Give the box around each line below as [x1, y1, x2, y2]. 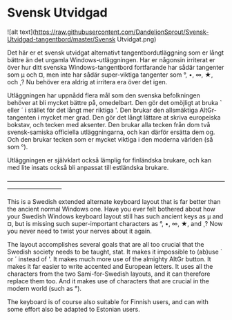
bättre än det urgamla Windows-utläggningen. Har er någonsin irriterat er [7, 55, 215, 64]
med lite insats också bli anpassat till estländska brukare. [7, 163, 169, 171]
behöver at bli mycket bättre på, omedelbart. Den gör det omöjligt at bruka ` [7, 98, 222, 106]
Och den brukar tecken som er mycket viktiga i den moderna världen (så [7, 135, 213, 143]
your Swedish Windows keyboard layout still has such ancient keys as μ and [7, 212, 224, 220]
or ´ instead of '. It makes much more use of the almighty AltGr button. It [7, 254, 211, 263]
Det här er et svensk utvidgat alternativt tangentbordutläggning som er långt [7, 48, 224, 57]
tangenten [7, 113, 37, 122]
